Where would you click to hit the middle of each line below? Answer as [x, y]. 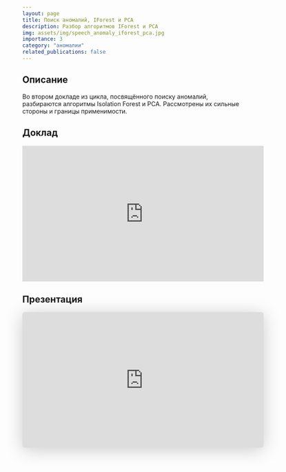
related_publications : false [64, 52]
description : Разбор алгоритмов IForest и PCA [90, 26]
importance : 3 [43, 39]
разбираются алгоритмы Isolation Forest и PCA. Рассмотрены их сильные [131, 103]
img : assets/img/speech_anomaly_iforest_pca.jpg [93, 33]
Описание [45, 80]
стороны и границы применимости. [75, 111]
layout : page [41, 13]
